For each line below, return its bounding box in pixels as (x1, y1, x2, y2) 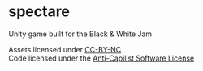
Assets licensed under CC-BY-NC (8, 44, 122, 54)
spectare (8, 2, 71, 21)
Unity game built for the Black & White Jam (8, 29, 153, 39)
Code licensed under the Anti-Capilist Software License (8, 53, 195, 63)
